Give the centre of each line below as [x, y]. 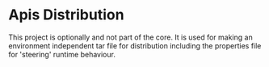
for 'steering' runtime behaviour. [62, 54]
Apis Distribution [66, 15]
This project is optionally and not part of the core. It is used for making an [130, 37]
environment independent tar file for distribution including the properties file [135, 45]
